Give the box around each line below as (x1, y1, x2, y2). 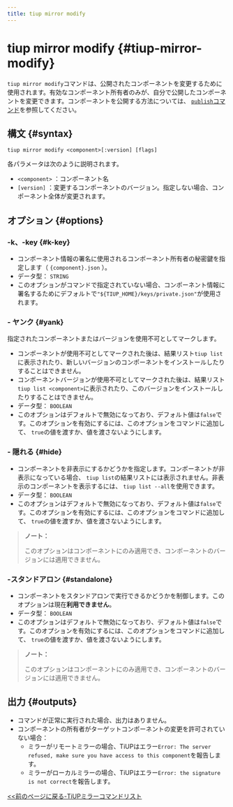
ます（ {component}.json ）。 (29, 263, 112, 272)
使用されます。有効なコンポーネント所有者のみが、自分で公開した (7, 88, 197, 96)
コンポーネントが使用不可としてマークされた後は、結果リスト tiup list (17, 349, 223, 358)
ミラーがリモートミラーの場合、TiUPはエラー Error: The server (27, 742, 211, 750)
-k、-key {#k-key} (7, 237, 71, 247)
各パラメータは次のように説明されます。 (7, 160, 123, 168)
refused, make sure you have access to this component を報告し (27, 750, 215, 759)
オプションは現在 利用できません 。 (17, 600, 116, 609)
